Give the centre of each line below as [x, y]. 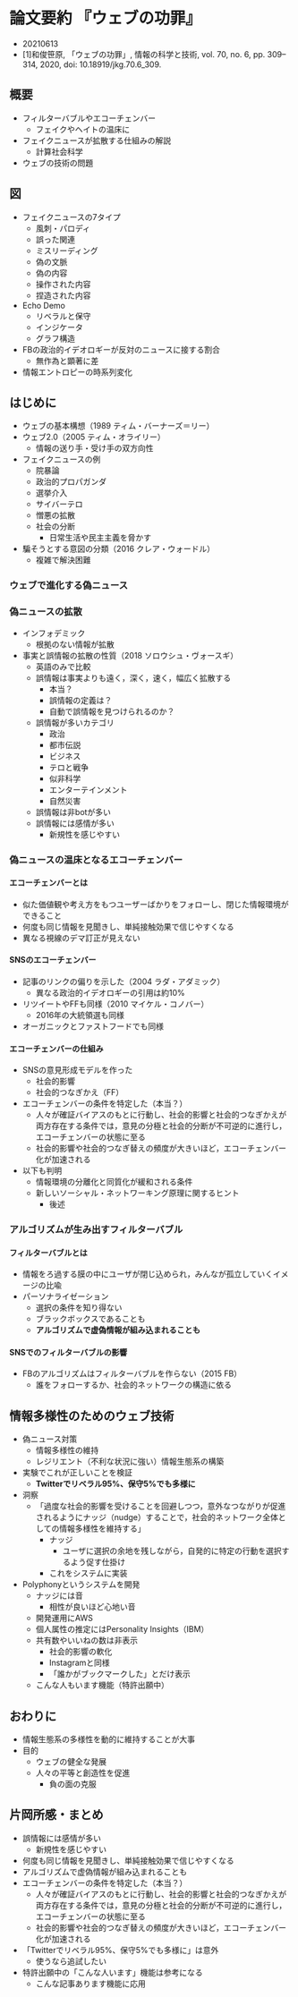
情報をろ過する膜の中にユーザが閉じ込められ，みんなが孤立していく [148, 1274]
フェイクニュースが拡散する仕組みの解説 [97, 140]
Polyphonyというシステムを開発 [81, 1585]
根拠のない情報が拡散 [75, 644]
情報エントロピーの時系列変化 [77, 371]
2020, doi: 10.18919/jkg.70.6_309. [101, 64]
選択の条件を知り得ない [79, 1308]
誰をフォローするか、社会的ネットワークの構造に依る [134, 1385]
